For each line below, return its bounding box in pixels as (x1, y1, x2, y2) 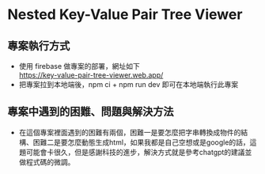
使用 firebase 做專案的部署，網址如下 (18, 62, 140, 70)
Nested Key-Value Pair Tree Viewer (7, 6, 243, 24)
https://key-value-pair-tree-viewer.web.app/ (18, 70, 164, 80)
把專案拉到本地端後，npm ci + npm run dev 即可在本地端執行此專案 (18, 80, 239, 89)
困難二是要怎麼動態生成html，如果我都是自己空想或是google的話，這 (32, 137, 257, 147)
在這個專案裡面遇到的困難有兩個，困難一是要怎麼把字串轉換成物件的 (18, 127, 241, 137)
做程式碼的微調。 (18, 157, 75, 167)
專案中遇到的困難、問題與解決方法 (7, 105, 174, 119)
